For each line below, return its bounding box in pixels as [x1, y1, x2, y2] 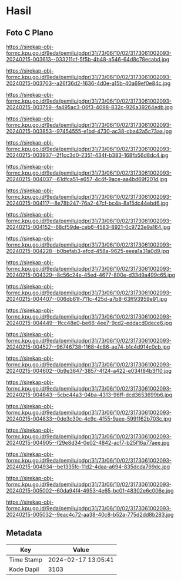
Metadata [6, 528, 42, 538]
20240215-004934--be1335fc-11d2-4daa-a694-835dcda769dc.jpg [6, 463, 170, 470]
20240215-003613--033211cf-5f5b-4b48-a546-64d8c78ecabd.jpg [6, 56, 170, 63]
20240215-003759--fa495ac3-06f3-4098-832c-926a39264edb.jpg [6, 104, 173, 110]
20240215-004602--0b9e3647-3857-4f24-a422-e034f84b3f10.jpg [6, 367, 172, 374]
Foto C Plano [6, 28, 53, 38]
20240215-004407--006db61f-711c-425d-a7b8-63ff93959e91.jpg [6, 296, 167, 302]
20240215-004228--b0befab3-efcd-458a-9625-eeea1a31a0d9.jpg [6, 248, 169, 254]
